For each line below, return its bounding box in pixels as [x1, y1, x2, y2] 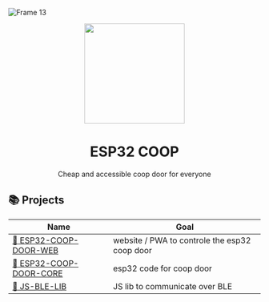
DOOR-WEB [12, 244, 58, 256]
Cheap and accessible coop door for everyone [58, 169, 211, 179]
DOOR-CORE [12, 268, 63, 279]
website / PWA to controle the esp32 [113, 235, 251, 246]
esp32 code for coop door [113, 263, 212, 274]
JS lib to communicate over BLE [113, 280, 233, 292]
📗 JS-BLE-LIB [12, 280, 66, 292]
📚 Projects [8, 193, 65, 207]
